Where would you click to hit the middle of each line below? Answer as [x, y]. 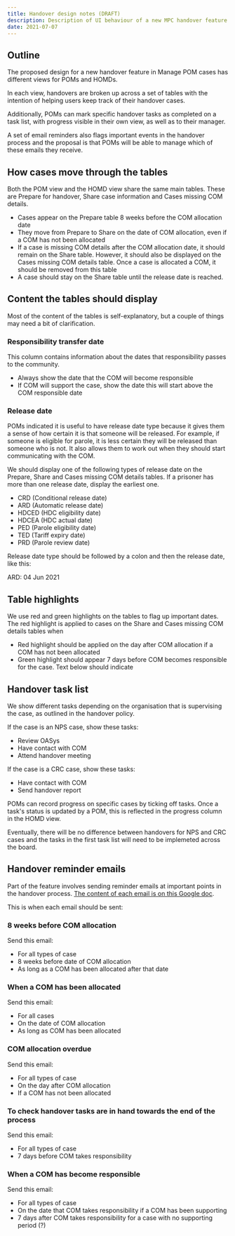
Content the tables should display [82, 299]
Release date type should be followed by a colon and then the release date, [116, 556]
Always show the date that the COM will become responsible [105, 378]
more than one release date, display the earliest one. [83, 484]
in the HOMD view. [34, 819]
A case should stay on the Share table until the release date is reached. [120, 277]
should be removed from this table [67, 270]
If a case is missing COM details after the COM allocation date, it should [121, 247]
